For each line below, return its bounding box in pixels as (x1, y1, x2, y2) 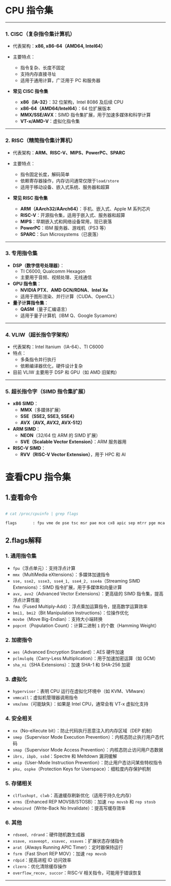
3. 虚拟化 (5, 676, 27, 683)
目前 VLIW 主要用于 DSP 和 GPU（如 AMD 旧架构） (12, 369, 120, 375)
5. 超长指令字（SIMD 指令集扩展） (5, 388, 89, 395)
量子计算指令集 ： (12, 299, 49, 306)
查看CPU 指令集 (5, 471, 71, 483)
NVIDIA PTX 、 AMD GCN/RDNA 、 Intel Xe (20, 286, 108, 293)
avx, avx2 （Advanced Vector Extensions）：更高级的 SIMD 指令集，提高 (12, 590, 164, 596)
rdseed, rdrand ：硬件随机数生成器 (12, 831, 85, 838)
